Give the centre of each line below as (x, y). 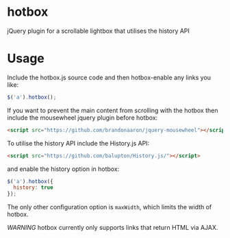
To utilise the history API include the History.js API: (78, 143)
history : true (33, 188)
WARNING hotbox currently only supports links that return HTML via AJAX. (113, 228)
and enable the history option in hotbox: (63, 169)
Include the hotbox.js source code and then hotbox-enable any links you (109, 77)
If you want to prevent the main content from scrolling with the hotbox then (113, 110)
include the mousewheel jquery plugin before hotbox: (82, 118)
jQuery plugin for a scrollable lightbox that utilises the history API (99, 31)
